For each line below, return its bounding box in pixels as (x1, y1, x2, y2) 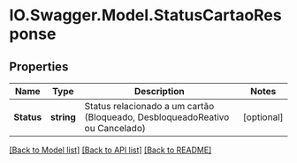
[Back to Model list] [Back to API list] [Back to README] (9, 144, 212, 155)
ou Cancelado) (84, 122, 146, 134)
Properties (9, 59, 69, 74)
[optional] (242, 111, 284, 123)
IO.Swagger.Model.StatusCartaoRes (9, 5, 282, 26)
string (49, 111, 77, 123)
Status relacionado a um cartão (84, 100, 215, 112)
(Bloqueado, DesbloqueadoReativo (84, 111, 230, 123)
